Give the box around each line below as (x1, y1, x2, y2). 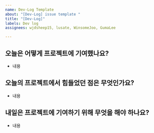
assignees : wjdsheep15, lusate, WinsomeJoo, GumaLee (5, 26, 116, 30)
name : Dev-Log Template (5, 7, 54, 12)
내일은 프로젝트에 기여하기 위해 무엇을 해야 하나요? (5, 108, 150, 117)
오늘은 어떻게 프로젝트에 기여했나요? (5, 49, 109, 57)
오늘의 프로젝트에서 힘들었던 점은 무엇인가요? (5, 79, 135, 87)
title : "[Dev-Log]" (5, 16, 45, 21)
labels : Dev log (5, 21, 38, 26)
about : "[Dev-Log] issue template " (5, 12, 80, 17)
